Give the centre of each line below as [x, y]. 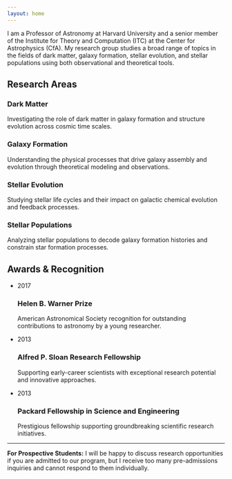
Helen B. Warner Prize [55, 303]
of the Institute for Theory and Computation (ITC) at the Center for [101, 40]
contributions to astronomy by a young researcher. [89, 326]
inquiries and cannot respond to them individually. [78, 468]
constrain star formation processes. [58, 247]
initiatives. [31, 433]
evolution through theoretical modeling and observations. [89, 167]
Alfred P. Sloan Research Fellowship [79, 357]
